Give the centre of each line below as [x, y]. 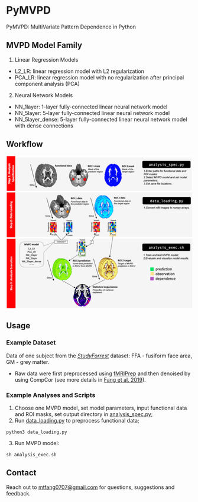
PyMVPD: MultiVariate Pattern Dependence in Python [71, 27]
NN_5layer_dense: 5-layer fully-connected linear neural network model [101, 119]
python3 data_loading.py [37, 432]
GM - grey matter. [28, 362]
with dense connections [44, 126]
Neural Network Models [44, 95]
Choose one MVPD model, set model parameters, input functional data [101, 408]
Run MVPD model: [37, 443]
